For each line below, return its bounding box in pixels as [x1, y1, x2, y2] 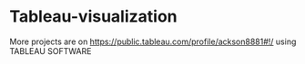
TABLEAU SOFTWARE [9, 45, 92, 56]
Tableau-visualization [9, 6, 178, 27]
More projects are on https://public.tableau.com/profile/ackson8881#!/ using [9, 36, 297, 47]
